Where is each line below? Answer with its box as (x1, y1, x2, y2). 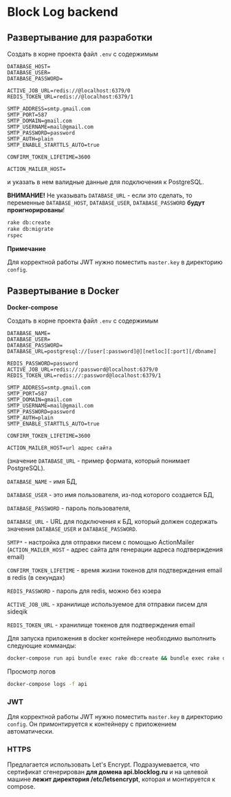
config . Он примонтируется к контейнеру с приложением (7, 720, 177, 728)
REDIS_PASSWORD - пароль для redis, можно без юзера (7, 587, 162, 595)
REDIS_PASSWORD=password (7, 360, 78, 367)
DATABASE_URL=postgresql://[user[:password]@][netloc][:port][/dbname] (7, 348, 217, 355)
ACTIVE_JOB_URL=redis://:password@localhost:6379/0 (7, 366, 158, 373)
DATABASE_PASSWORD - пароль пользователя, (7, 504, 131, 512)
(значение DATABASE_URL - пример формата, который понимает (7, 456, 190, 465)
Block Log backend (7, 4, 118, 20)
